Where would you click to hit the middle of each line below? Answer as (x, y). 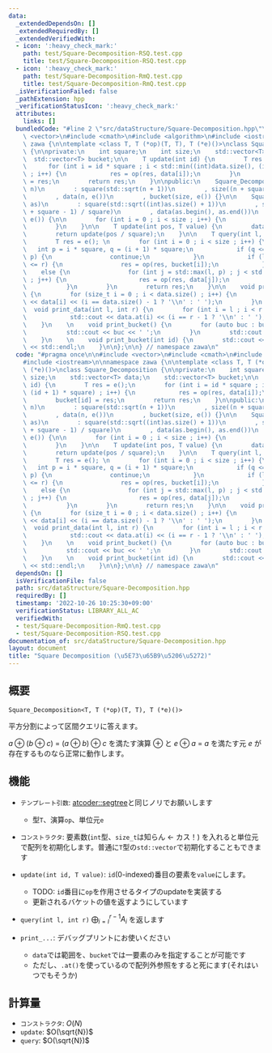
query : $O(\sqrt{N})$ (55, 1040)
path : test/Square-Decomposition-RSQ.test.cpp (103, 53)
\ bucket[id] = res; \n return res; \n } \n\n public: (141, 400)
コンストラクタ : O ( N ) (51, 1023)
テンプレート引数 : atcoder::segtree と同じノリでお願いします (116, 802)
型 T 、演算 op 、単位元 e (68, 820)
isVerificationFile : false (61, 581)
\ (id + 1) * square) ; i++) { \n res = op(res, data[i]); (143, 392)
